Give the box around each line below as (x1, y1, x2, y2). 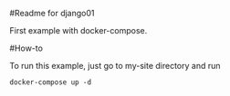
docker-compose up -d (9, 78, 92, 87)
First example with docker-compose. (9, 25, 148, 35)
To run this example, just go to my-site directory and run (9, 61, 221, 71)
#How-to (9, 43, 44, 53)
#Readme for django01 (9, 8, 95, 18)
